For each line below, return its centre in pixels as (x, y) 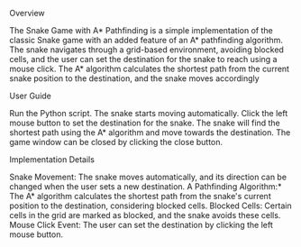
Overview (27, 13)
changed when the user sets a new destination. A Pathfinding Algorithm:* (146, 187)
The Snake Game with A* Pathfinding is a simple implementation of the (141, 30)
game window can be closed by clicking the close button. (116, 142)
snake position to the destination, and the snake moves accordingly (134, 78)
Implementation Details (52, 160)
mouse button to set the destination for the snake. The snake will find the (145, 123)
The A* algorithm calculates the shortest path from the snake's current (141, 196)
